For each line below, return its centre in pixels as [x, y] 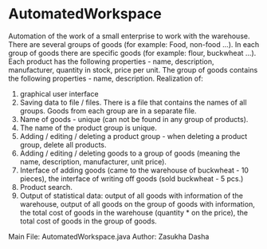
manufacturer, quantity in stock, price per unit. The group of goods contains [133, 69]
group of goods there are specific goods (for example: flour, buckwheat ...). [132, 53]
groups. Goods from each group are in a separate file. [108, 111]
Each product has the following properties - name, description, [111, 61]
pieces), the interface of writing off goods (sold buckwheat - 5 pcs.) [132, 178]
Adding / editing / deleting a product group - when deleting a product [133, 136]
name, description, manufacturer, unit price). [93, 161]
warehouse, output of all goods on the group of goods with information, [137, 204]
